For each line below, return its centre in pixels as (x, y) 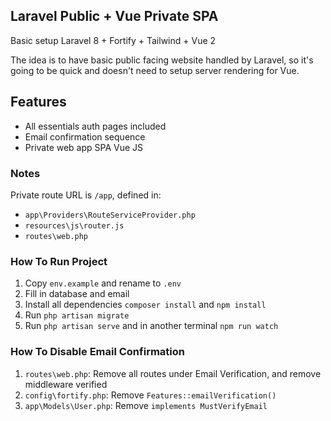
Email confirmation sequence (85, 136)
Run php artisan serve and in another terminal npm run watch (151, 326)
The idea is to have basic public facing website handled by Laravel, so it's (162, 60)
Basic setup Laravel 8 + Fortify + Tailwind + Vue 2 (113, 40)
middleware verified (66, 384)
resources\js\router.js (74, 225)
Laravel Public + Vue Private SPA (114, 16)
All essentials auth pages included (95, 126)
